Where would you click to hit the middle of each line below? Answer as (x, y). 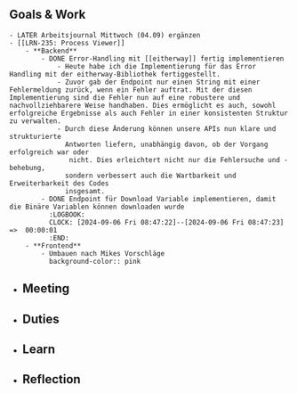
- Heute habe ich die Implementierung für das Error (156, 66)
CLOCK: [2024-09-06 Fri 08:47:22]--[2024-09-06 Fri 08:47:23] (166, 222)
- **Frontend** (53, 246)
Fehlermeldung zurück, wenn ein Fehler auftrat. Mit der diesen (131, 90)
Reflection (52, 379)
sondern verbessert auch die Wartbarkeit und (151, 176)
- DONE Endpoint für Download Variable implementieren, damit (159, 199)
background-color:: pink (95, 261)
